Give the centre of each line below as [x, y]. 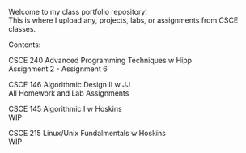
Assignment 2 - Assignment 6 [58, 69]
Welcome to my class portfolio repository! [78, 12]
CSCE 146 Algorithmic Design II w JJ [70, 85]
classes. [22, 29]
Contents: [25, 45]
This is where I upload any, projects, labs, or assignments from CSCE [123, 20]
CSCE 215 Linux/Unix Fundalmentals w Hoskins [87, 133]
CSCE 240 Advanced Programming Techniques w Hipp [100, 60]
